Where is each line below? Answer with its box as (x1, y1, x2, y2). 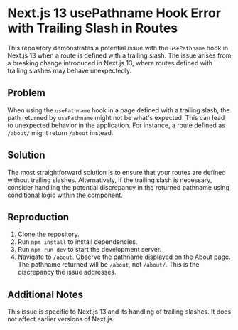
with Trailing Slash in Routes (7, 20, 178, 36)
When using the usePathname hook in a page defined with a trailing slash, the (7, 105, 230, 115)
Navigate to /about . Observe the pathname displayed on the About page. (17, 252, 231, 261)
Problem (7, 87, 46, 99)
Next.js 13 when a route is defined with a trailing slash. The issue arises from (7, 51, 232, 60)
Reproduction (7, 211, 70, 223)
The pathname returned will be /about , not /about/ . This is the (17, 260, 200, 269)
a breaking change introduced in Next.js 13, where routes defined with (7, 58, 213, 67)
